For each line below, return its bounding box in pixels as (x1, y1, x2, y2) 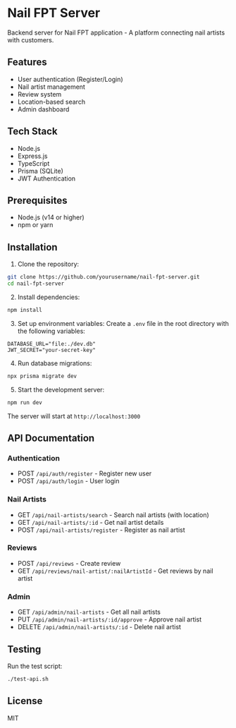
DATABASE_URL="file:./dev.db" (7, 340, 97, 347)
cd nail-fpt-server (7, 280, 65, 287)
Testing (7, 643, 42, 655)
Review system (17, 90, 62, 98)
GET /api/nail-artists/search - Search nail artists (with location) (17, 510, 209, 519)
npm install (7, 306, 42, 313)
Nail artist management (17, 83, 86, 91)
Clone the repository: (17, 260, 80, 269)
